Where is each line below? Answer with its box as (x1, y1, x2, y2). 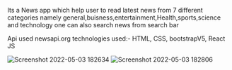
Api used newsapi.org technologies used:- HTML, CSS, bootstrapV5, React (7, 34, 226, 43)
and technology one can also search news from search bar (7, 21, 179, 29)
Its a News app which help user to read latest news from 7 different (7, 6, 203, 14)
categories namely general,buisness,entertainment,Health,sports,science (7, 13, 221, 22)
